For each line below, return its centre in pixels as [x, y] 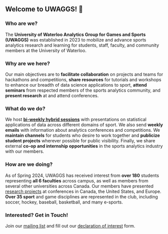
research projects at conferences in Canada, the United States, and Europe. [83, 191]
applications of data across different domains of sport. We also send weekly [84, 125]
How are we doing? [29, 164]
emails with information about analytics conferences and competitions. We [83, 130]
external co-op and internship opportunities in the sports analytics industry [84, 146]
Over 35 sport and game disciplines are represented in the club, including [81, 196]
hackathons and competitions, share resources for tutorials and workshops [83, 79]
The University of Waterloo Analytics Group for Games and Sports [75, 34]
